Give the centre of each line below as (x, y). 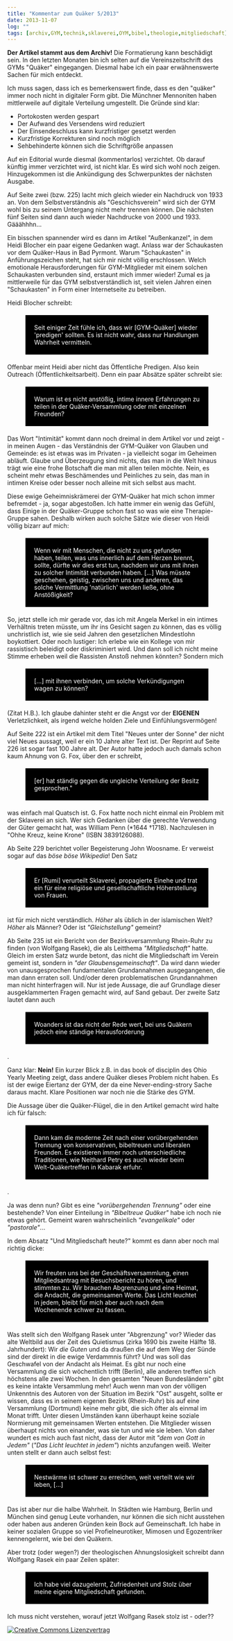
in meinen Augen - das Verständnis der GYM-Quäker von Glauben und (108, 446)
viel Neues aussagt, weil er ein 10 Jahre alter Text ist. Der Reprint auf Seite (113, 741)
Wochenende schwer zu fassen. (80, 1310)
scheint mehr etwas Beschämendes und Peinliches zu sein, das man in (109, 475)
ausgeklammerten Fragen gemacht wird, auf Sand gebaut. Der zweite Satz (114, 992)
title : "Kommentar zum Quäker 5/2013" (63, 14)
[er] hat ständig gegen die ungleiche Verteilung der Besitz (117, 781)
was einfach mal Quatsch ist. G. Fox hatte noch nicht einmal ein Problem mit (115, 813)
